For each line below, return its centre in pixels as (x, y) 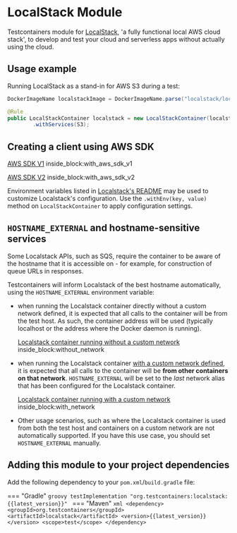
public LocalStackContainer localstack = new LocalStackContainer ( (109, 118)
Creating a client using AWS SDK (81, 146)
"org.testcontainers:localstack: (179, 496)
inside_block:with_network (56, 407)
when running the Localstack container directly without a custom (112, 306)
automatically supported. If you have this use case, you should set (114, 435)
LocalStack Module (65, 12)
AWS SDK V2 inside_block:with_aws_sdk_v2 (71, 178)
